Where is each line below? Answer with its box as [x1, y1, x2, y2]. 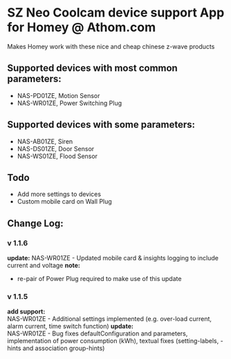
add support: [7, 307, 46, 316]
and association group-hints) [22, 344, 105, 353]
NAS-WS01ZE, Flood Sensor [17, 152, 98, 160]
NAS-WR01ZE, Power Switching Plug [17, 99, 122, 107]
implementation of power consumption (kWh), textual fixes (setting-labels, [7, 337, 219, 345]
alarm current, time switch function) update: [7, 322, 133, 331]
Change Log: [7, 217, 64, 229]
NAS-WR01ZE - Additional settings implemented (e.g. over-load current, [7, 315, 212, 323]
